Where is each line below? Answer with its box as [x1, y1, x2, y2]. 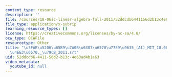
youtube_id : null [10, 64, 47, 69]
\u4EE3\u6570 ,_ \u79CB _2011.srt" [10, 50, 79, 55]
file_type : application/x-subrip [5, 21, 77, 27]
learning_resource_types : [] [5, 26, 68, 31]
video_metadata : [5, 59, 40, 64]
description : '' [5, 12, 40, 17]
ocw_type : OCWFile [5, 36, 45, 41]
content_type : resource [5, 7, 56, 13]
